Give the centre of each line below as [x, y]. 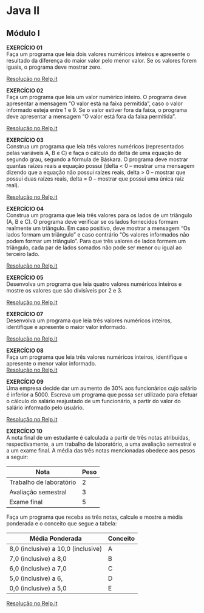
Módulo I [23, 33]
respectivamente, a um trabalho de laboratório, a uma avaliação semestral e [101, 444]
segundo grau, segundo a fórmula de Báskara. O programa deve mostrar [97, 159]
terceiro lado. [23, 254]
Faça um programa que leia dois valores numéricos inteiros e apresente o [98, 54]
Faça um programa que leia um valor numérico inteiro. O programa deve [97, 97]
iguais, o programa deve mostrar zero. [54, 67]
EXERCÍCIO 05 [25, 278]
